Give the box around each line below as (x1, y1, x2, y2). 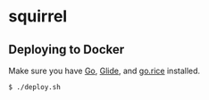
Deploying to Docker (8, 42, 125, 57)
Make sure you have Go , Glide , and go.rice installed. (8, 65, 201, 76)
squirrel (8, 6, 68, 27)
